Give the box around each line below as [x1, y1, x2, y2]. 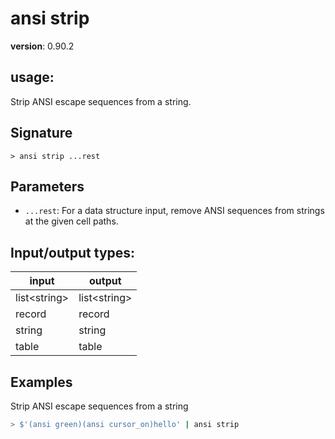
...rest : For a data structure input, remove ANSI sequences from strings [24, 205, 325, 217]
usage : [10, 69, 55, 86]
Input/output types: [10, 244, 136, 261]
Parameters [10, 178, 85, 195]
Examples [10, 373, 73, 391]
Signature [10, 125, 73, 142]
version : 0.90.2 [10, 40, 75, 52]
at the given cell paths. [24, 215, 119, 227]
